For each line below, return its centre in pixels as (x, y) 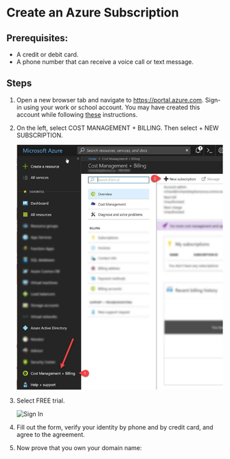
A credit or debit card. (47, 54)
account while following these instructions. (77, 114)
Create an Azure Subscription (93, 13)
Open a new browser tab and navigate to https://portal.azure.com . (110, 100)
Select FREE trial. (41, 401)
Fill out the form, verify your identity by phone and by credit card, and (115, 427)
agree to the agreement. (50, 435)
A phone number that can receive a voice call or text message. (105, 62)
